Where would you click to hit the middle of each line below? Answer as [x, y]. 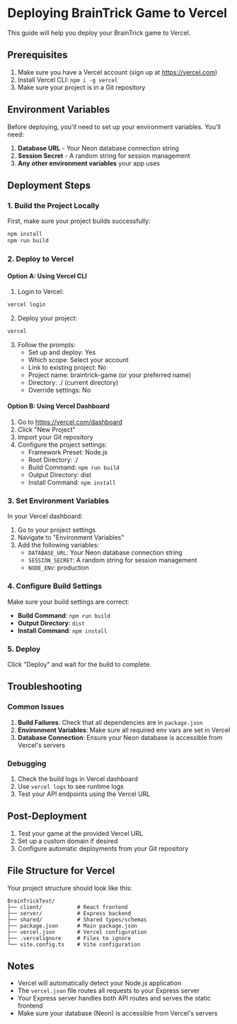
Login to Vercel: [40, 292]
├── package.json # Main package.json [73, 926]
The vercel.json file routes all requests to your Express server [109, 991]
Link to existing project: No [67, 367]
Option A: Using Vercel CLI [47, 276]
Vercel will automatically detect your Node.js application [99, 983]
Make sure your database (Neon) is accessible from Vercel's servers [117, 1013]
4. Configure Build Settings [55, 586]
